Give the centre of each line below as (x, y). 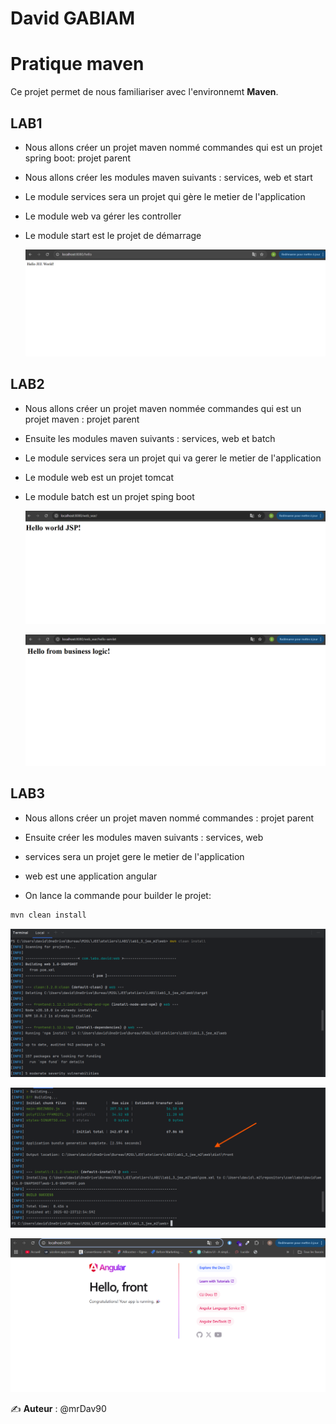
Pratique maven (77, 64)
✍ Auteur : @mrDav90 (58, 1408)
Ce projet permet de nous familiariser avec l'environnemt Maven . (144, 92)
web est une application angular (91, 876)
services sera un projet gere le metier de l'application (134, 856)
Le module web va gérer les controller (103, 216)
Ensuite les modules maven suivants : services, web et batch (150, 438)
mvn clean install (48, 915)
